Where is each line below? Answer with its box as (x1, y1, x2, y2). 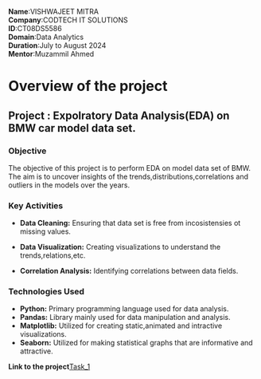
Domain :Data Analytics (8, 32, 84, 41)
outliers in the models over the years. (8, 180, 130, 190)
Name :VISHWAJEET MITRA (8, 7, 99, 16)
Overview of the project (8, 77, 169, 95)
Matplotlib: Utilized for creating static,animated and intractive (19, 321, 223, 330)
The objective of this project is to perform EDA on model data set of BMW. (8, 163, 251, 172)
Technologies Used (8, 286, 85, 298)
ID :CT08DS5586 (8, 24, 62, 33)
